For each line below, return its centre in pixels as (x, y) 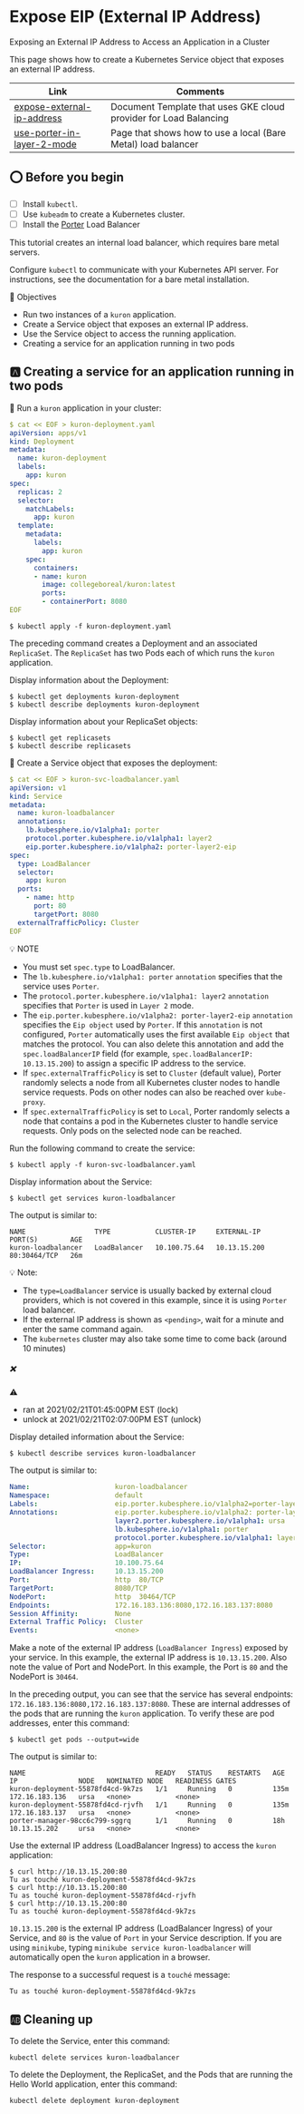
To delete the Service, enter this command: (90, 2041)
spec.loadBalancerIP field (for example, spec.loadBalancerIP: (138, 1053)
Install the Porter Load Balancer (81, 224)
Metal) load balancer (155, 144)
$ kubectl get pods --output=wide (75, 1740)
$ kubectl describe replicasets (70, 745)
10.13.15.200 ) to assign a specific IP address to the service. (134, 1063)
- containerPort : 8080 (85, 602)
